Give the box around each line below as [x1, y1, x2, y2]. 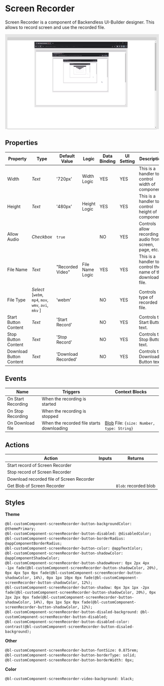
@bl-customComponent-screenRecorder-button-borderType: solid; [5, 653, 137, 658]
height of [139, 209, 157, 215]
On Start [7, 396, 24, 402]
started [41, 401, 56, 407]
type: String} [104, 426, 134, 431]
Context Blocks [115, 389, 147, 395]
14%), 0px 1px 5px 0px [33, 600, 80, 605]
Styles [5, 498, 25, 507]
